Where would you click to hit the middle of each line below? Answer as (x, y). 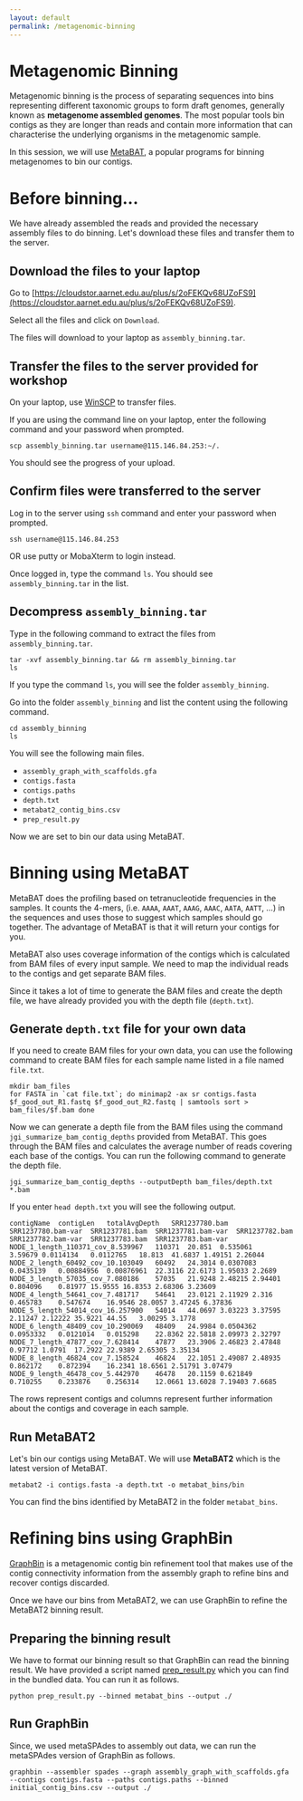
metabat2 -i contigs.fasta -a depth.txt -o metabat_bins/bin (127, 1485)
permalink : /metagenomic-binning (72, 26)
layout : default (40, 18)
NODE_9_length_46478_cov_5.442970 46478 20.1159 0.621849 (131, 1374)
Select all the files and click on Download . (85, 320)
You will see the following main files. (77, 753)
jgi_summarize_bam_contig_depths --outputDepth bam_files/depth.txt (141, 1182)
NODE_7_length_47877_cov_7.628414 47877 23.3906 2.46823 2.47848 (145, 1343)
